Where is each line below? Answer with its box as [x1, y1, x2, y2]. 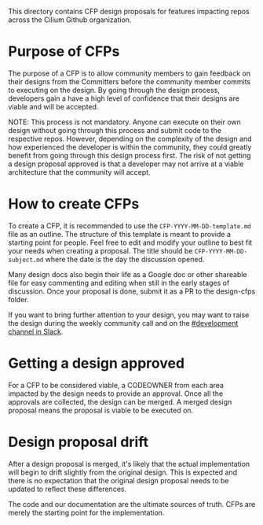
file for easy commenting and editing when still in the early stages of [8, 278, 230, 287]
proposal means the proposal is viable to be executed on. [8, 405, 194, 415]
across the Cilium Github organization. [8, 15, 132, 24]
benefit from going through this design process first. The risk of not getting [8, 150, 251, 160]
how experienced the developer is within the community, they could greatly [8, 142, 252, 152]
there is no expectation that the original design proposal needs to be [8, 475, 229, 485]
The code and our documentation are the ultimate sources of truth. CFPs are [8, 499, 256, 508]
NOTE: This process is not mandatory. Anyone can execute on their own [8, 117, 241, 127]
